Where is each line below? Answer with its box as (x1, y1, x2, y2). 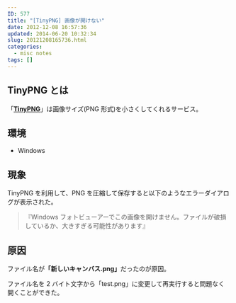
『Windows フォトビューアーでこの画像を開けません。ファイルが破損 (24, 213, 227, 222)
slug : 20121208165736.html (7, 37, 87, 44)
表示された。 (19, 198, 57, 206)
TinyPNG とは (7, 84, 69, 96)
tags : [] (7, 57, 33, 64)
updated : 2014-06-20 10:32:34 (7, 30, 97, 38)
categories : (7, 43, 43, 50)
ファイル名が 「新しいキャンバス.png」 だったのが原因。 (7, 265, 171, 273)
